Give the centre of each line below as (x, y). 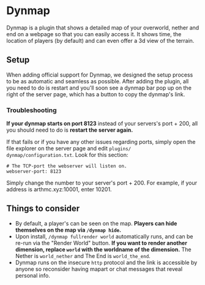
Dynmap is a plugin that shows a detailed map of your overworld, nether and (103, 28)
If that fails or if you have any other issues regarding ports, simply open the (101, 142)
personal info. (32, 275)
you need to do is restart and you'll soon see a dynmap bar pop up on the (99, 88)
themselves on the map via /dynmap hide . (68, 230)
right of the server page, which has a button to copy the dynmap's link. (96, 94)
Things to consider (43, 209)
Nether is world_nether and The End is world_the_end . (83, 256)
